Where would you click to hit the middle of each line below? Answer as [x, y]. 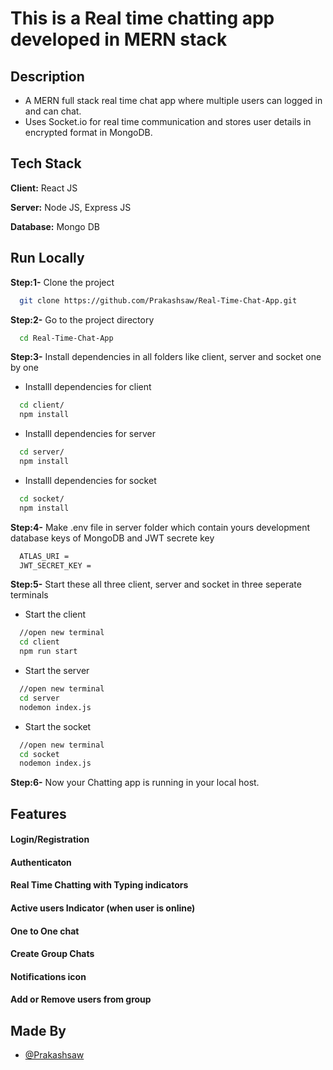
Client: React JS [44, 188]
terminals [29, 595]
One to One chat [45, 931]
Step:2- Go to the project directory [82, 319]
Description [47, 76]
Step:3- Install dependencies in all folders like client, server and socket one [166, 357]
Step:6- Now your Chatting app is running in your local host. [135, 783]
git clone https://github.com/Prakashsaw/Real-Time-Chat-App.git [158, 300]
